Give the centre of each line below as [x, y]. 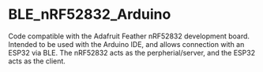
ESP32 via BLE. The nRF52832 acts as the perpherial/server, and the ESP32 [131, 52]
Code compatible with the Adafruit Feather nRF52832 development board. [129, 36]
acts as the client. [37, 61]
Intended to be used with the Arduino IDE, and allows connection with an [126, 44]
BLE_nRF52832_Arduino [90, 14]
